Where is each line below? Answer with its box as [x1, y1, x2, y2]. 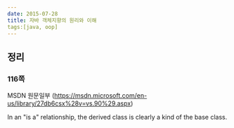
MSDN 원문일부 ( [7, 91, 55, 100]
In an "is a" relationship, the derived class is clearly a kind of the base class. [7, 113, 228, 122]
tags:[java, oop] [7, 23, 58, 30]
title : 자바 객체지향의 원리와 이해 [7, 17, 97, 24]
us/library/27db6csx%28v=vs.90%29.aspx [7, 99, 131, 108]
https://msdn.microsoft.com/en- [53, 91, 148, 100]
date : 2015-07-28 [7, 10, 58, 18]
